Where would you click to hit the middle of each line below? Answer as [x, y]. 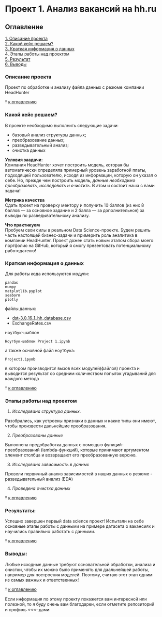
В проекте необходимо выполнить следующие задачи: [62, 125]
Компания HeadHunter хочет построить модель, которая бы [67, 165]
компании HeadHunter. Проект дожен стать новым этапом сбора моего [79, 240]
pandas [12, 282]
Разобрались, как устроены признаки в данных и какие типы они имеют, [81, 421]
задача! [13, 191]
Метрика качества [25, 200]
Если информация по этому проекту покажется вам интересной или [76, 599]
